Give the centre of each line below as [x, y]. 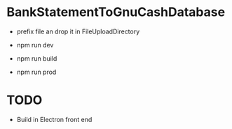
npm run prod [36, 72]
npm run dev [35, 45]
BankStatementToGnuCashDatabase [116, 12]
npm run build [37, 58]
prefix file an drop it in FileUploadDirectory [78, 31]
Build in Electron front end [54, 119]
